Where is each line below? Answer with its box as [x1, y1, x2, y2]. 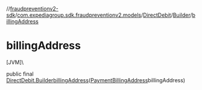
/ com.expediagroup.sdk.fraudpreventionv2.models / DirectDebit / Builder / [14, 11, 192, 19]
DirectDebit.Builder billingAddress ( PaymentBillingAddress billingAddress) [6, 76, 186, 83]
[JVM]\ [6, 58, 24, 65]
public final [6, 70, 34, 77]
